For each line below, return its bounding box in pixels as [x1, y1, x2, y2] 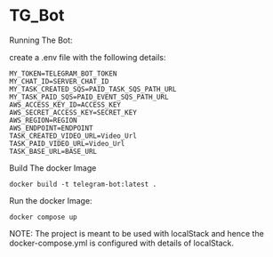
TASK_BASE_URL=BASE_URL [9, 147, 98, 156]
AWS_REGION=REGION [9, 116, 77, 124]
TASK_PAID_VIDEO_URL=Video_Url [9, 139, 125, 148]
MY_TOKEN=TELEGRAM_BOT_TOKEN [9, 68, 117, 78]
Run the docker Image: [9, 195, 92, 205]
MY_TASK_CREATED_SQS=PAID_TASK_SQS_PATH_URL [9, 84, 177, 93]
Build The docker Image [9, 162, 97, 173]
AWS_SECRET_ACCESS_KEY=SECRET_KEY [9, 108, 138, 116]
